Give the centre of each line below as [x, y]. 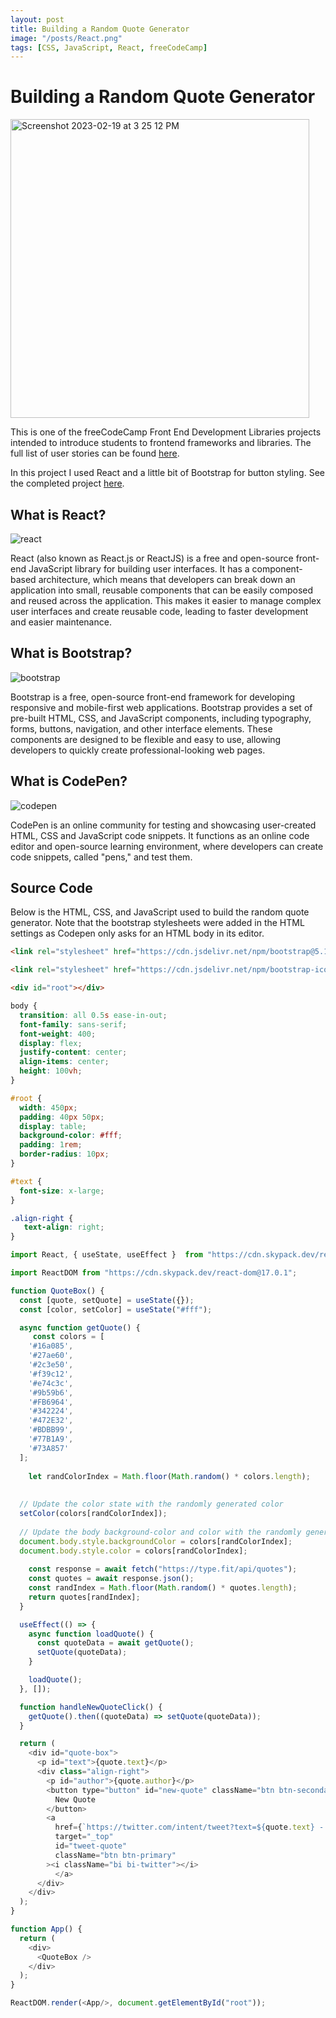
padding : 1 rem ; [51, 1145]
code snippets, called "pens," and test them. [101, 857]
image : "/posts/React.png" [66, 38]
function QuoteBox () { [57, 1291]
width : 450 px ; [48, 1107]
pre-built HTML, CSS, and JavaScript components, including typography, [161, 718]
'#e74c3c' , [51, 1383]
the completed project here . [67, 483]
